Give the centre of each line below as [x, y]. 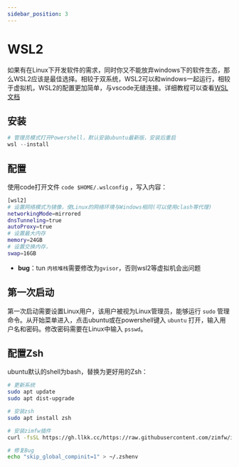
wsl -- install [28, 145]
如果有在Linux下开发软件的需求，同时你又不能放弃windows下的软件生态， [116, 70]
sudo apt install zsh [39, 418]
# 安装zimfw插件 [29, 431]
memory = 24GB [25, 240]
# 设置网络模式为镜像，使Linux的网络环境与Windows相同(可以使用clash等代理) [110, 207]
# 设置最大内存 [27, 233]
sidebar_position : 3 [38, 14]
